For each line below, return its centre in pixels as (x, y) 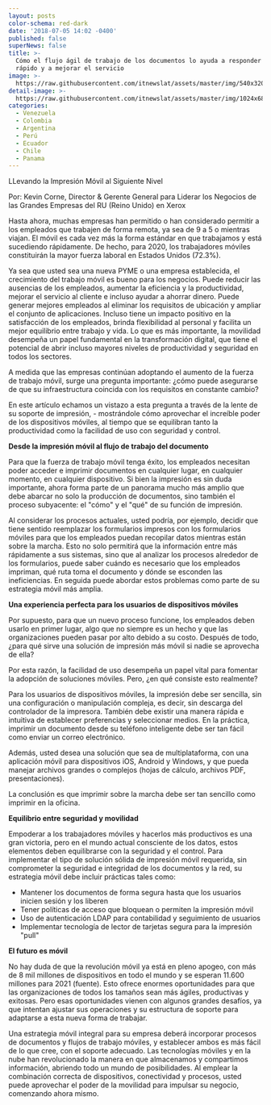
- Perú (27, 136)
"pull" (29, 936)
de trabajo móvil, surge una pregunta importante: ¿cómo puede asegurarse (133, 381)
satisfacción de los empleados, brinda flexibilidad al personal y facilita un (130, 323)
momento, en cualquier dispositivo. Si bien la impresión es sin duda (120, 479)
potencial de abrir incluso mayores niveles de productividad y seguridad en (133, 348)
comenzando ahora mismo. (54, 1094)
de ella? (21, 655)
